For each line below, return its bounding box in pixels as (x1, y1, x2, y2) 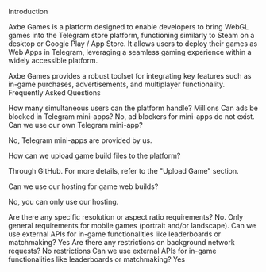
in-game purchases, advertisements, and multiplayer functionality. (8, 79, 226, 89)
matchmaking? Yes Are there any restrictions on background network (8, 238, 236, 247)
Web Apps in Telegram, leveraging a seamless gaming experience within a (8, 48, 252, 56)
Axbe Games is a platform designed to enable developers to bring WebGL (8, 22, 249, 31)
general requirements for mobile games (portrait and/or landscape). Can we (8, 221, 256, 230)
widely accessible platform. (8, 56, 98, 65)
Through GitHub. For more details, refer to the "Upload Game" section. (8, 167, 240, 175)
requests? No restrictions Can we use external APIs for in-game (8, 246, 217, 255)
